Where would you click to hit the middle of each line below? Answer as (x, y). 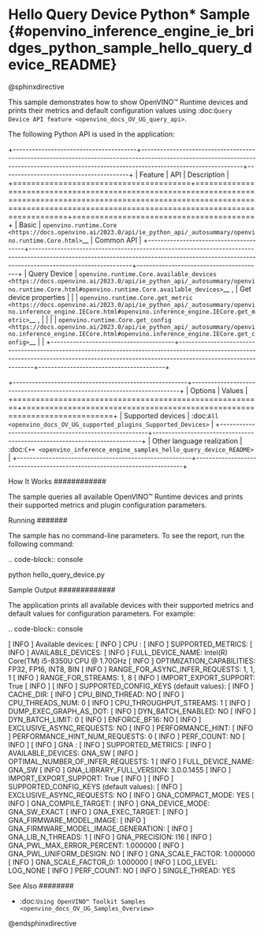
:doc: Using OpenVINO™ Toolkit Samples (82, 900)
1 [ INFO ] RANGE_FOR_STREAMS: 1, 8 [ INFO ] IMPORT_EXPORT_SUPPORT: (132, 677)
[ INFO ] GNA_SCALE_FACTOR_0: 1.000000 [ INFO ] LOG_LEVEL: (113, 862)
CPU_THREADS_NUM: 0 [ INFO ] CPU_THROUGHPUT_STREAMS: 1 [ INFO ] (129, 702)
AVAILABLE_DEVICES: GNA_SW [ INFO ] (73, 753)
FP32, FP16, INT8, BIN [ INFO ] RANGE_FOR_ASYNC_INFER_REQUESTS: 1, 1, (132, 669)
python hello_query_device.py (56, 575)
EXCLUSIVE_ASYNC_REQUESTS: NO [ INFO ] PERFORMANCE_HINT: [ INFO (131, 728)
